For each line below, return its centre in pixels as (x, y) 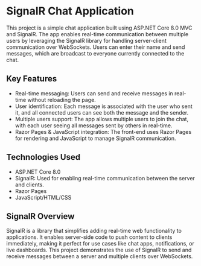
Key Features (32, 79)
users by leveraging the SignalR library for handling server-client (87, 40)
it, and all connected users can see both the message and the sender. (102, 112)
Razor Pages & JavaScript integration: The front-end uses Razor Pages (103, 131)
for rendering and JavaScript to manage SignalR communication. (95, 138)
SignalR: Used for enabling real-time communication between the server (105, 178)
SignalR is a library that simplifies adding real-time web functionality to (94, 231)
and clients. (29, 185)
